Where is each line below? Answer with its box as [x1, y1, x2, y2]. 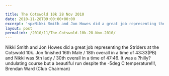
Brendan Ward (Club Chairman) [5, 66, 70, 72]
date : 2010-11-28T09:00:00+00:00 [5, 16, 75, 22]
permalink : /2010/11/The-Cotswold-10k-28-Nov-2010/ [5, 31, 116, 36]
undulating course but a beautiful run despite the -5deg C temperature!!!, [5, 60, 157, 66]
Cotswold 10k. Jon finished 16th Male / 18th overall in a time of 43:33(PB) [5, 50, 157, 56]
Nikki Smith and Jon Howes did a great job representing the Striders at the [5, 44, 159, 50]
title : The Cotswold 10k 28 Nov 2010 [5, 12, 84, 17]
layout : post [5, 26, 33, 31]
